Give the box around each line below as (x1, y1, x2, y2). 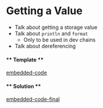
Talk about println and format (14, 30, 88, 37)
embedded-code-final (6, 96, 60, 103)
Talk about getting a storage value (14, 24, 98, 31)
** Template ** (6, 56, 44, 63)
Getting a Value (6, 4, 83, 18)
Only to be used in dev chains (23, 36, 96, 43)
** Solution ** (6, 83, 41, 90)
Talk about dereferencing (14, 42, 76, 50)
